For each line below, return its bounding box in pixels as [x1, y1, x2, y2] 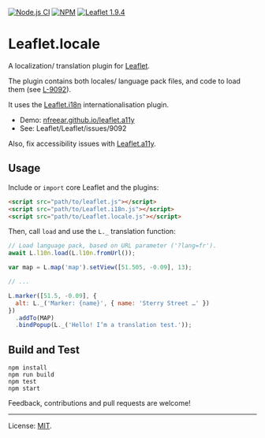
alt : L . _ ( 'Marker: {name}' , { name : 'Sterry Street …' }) [15, 299, 211, 307]
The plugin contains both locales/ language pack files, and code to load [8, 76, 241, 86]
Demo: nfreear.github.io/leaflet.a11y [19, 115, 136, 124]
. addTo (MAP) [15, 314, 55, 322]
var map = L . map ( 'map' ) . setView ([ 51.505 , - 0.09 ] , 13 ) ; [8, 264, 192, 272]
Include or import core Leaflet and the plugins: [8, 182, 159, 192]
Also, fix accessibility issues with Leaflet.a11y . [8, 139, 156, 148]
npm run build [8, 371, 55, 379]
